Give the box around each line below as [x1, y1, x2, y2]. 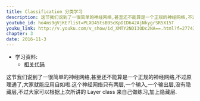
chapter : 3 [6, 31, 33, 37]
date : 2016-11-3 [6, 36, 46, 42]
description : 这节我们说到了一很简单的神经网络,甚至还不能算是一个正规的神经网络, [6, 14, 188, 20]
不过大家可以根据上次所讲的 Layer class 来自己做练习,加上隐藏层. [18, 89, 177, 95]
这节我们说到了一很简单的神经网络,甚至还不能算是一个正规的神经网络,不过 [6, 74, 187, 80]
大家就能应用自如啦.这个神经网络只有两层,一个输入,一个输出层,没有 [23, 81, 186, 88]
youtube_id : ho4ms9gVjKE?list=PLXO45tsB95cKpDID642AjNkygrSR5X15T [6, 20, 174, 26]
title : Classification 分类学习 [6, 8, 83, 15]
